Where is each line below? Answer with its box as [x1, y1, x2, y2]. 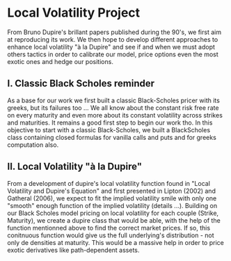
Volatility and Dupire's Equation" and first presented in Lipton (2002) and [7, 187, 216, 195]
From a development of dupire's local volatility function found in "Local [7, 179, 211, 187]
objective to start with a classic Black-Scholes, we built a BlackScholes [7, 125, 211, 134]
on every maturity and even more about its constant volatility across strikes [7, 111, 223, 119]
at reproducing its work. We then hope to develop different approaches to [7, 35, 218, 43]
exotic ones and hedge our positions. [7, 57, 113, 65]
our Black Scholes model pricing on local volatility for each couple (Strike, [7, 209, 219, 217]
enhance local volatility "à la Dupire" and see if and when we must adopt [7, 42, 216, 51]
